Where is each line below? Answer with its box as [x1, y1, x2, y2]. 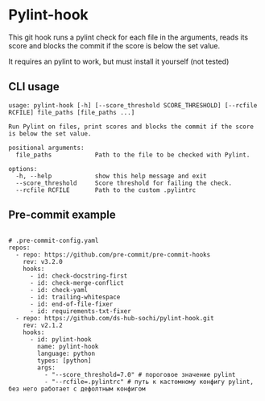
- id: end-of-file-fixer [29, 300, 114, 308]
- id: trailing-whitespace [29, 293, 121, 301]
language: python [37, 349, 95, 357]
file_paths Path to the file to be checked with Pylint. [15, 151, 251, 159]
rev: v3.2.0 [23, 257, 63, 265]
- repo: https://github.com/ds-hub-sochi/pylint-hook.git [15, 314, 215, 322]
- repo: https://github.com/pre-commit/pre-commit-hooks [15, 250, 211, 259]
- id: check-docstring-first [29, 272, 128, 280]
